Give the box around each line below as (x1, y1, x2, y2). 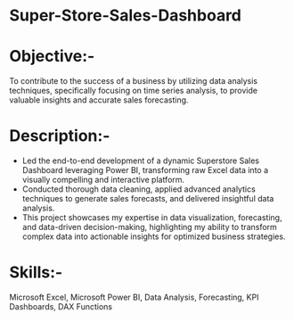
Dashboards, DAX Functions (9, 301, 113, 312)
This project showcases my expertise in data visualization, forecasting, (21, 212, 282, 223)
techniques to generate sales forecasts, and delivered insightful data (21, 193, 274, 204)
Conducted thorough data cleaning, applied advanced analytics (21, 184, 256, 194)
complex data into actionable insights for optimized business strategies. (21, 231, 286, 242)
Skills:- (9, 262, 63, 283)
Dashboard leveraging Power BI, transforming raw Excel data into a (21, 165, 269, 176)
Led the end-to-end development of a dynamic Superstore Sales (21, 155, 260, 166)
